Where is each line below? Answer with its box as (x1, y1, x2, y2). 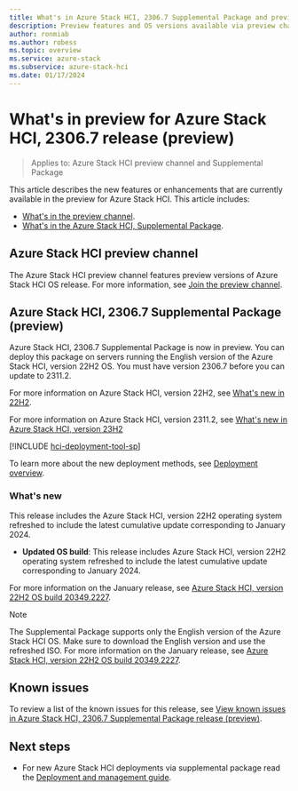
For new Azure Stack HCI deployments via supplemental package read (21, 763, 281, 773)
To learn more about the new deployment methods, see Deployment (9, 459, 259, 469)
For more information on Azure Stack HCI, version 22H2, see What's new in (9, 388, 286, 398)
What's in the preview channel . (21, 211, 136, 221)
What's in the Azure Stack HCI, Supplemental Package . (21, 220, 224, 231)
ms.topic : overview (9, 46, 82, 55)
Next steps (9, 739, 71, 754)
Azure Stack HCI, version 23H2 (9, 424, 123, 435)
